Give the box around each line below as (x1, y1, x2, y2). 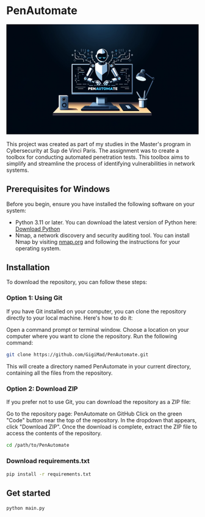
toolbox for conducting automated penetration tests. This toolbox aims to (6, 153, 190, 161)
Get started (6, 488, 51, 499)
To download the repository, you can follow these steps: (6, 279, 148, 286)
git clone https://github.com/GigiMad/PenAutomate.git (6, 351, 149, 358)
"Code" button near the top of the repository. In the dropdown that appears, (6, 416, 197, 424)
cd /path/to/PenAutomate (6, 442, 70, 448)
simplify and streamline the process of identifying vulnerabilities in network (6, 159, 195, 167)
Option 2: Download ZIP (6, 384, 78, 393)
